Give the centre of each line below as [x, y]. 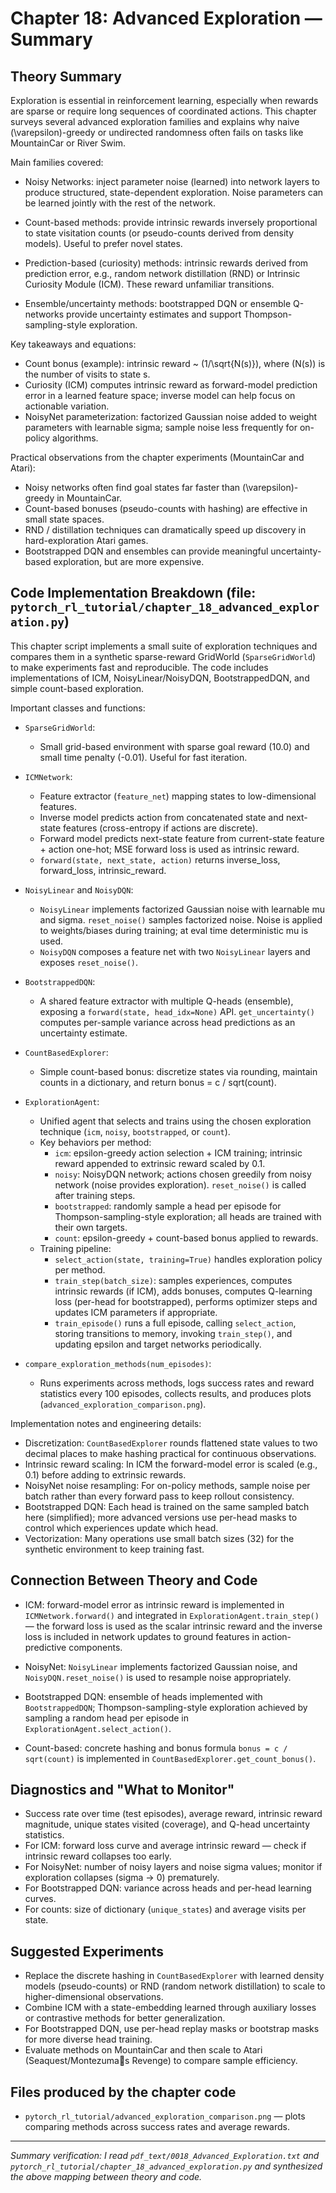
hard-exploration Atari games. [86, 540]
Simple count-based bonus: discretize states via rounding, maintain [178, 1071]
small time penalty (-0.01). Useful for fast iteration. [143, 757]
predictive [45, 1647]
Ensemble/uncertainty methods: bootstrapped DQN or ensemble [158, 303]
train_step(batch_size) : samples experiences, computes [173, 1280]
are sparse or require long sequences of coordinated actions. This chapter [163, 111]
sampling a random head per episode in [106, 1718]
